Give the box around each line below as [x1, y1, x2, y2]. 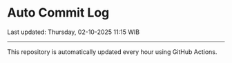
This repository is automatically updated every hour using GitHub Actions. [7, 47, 217, 56]
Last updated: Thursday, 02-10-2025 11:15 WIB [7, 28, 140, 36]
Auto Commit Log [7, 5, 110, 21]
